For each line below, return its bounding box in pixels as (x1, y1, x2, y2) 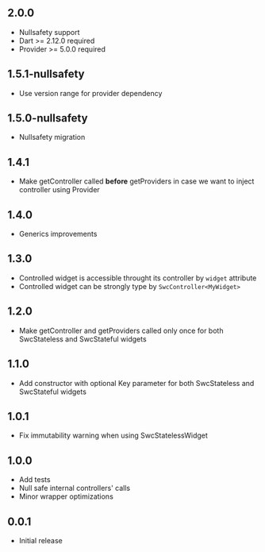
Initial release (18, 535, 63, 545)
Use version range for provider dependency (18, 88, 163, 98)
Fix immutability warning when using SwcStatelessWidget (18, 430, 208, 440)
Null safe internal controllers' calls (18, 484, 131, 493)
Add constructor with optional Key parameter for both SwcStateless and (18, 378, 255, 388)
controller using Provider (18, 185, 100, 195)
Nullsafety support (18, 27, 80, 37)
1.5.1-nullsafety (7, 68, 85, 81)
